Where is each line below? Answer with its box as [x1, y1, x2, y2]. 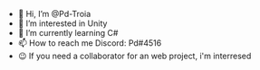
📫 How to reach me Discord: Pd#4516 [17, 38, 162, 48]
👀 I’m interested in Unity [17, 18, 108, 29]
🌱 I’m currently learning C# [17, 28, 119, 38]
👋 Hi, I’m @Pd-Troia [17, 9, 91, 19]
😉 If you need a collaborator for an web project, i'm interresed [17, 50, 252, 61]
